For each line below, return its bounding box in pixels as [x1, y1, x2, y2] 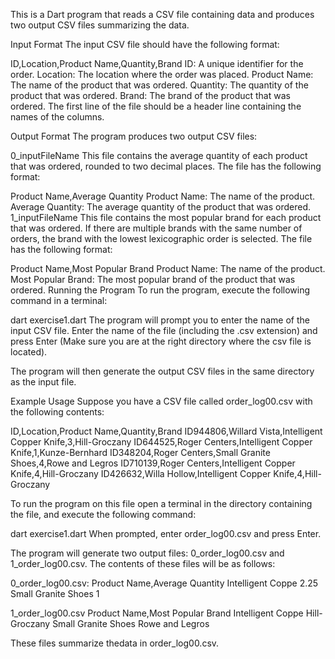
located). [10, 346, 48, 358]
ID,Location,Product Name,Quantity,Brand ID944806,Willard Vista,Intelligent [10, 425, 323, 437]
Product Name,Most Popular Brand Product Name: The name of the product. [10, 263, 326, 274]
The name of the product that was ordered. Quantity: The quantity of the [10, 79, 309, 91]
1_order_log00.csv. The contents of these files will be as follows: [10, 558, 276, 569]
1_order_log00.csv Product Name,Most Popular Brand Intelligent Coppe [10, 607, 304, 619]
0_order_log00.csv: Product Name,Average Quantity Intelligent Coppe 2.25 [10, 577, 319, 589]
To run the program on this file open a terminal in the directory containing [10, 498, 313, 509]
